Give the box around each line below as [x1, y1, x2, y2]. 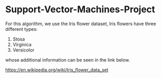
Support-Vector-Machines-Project [5, 4, 155, 15]
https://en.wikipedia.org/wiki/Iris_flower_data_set [5, 67, 109, 73]
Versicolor [12, 47, 35, 53]
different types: [5, 26, 38, 32]
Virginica [12, 41, 32, 47]
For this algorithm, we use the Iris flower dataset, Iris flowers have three [5, 21, 156, 27]
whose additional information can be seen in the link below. [5, 56, 130, 63]
